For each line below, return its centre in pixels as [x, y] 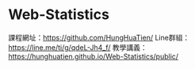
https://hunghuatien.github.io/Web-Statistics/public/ [94, 56]
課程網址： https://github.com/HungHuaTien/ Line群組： [99, 37]
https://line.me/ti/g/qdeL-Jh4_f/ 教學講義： [78, 47]
